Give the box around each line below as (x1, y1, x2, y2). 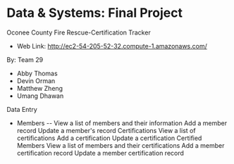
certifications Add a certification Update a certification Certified (16, 134, 202, 142)
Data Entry (6, 105, 38, 113)
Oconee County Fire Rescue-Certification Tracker (6, 28, 151, 37)
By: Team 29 (6, 55, 44, 64)
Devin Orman (16, 76, 56, 85)
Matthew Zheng (16, 84, 63, 92)
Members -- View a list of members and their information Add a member (16, 118, 227, 127)
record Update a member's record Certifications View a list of (16, 126, 196, 134)
